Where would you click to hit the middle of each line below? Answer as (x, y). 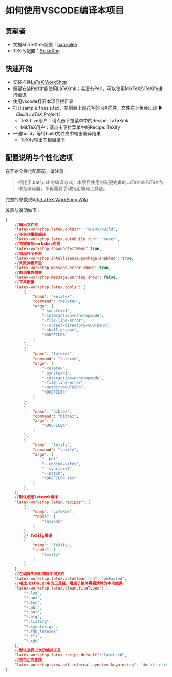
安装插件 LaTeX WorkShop (40, 82)
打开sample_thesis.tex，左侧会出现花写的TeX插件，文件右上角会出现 (85, 108)
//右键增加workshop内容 (37, 244)
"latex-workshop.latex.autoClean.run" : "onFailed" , (71, 579)
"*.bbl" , (33, 608)
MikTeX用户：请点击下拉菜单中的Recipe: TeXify (70, 127)
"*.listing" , (38, 622)
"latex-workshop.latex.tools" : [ (50, 287)
